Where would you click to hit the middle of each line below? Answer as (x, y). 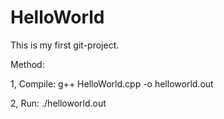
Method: (27, 64)
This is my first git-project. (65, 45)
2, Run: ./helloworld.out (58, 103)
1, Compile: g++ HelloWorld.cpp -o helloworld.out (112, 83)
